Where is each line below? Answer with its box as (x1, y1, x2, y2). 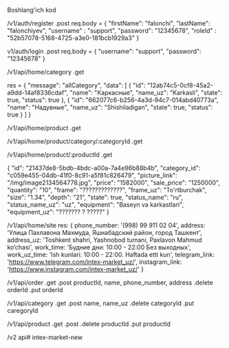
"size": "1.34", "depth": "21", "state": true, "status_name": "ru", (7, 193, 184, 201)
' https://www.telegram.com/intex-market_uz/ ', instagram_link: (7, 258, 182, 266)
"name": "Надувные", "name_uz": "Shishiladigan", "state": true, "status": (7, 103, 213, 111)
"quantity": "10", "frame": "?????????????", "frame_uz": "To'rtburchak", (7, 186, 207, 194)
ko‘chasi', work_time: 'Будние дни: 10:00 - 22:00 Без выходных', (7, 243, 191, 251)
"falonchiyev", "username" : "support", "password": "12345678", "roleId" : (7, 27, 217, 34)
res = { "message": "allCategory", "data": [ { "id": (7, 81, 146, 89)
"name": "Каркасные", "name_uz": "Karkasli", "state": (69, 89, 223, 96)
